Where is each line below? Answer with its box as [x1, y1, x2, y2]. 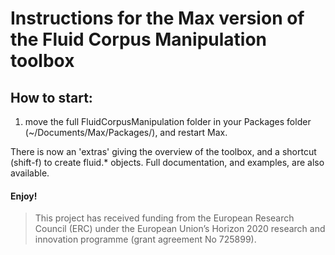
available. [10, 167, 50, 179]
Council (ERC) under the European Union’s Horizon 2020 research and [34, 223, 326, 235]
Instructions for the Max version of [10, 7, 305, 30]
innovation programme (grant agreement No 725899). [34, 233, 257, 246]
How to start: [10, 89, 93, 106]
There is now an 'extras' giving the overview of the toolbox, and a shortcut [10, 146, 317, 157]
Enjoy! [10, 190, 38, 202]
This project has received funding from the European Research [34, 212, 295, 224]
